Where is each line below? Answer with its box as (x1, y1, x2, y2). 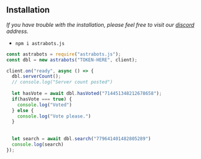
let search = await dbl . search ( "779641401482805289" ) (12, 136, 151, 142)
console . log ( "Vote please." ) (17, 113, 91, 119)
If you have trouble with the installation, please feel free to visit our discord (6, 21, 195, 28)
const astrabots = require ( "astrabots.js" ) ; (6, 51, 121, 57)
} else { (12, 107, 34, 113)
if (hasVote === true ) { (12, 96, 72, 102)
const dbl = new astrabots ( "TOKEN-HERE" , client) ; (6, 57, 138, 63)
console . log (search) (12, 141, 64, 147)
